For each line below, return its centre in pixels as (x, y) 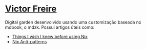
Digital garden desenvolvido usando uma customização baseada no (73, 22)
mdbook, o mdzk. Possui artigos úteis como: (50, 27)
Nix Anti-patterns (30, 41)
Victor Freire (31, 9)
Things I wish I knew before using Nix (50, 37)
